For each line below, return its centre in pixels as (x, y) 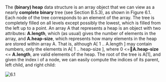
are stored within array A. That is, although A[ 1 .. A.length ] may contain (79, 44)
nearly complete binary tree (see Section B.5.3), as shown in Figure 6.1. (78, 12)
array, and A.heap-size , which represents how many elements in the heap (81, 39)
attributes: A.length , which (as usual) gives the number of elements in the (81, 33)
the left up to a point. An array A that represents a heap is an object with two (83, 28)
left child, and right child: (30, 65)
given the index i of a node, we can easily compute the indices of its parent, (82, 60)
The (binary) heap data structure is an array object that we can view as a (80, 7)
